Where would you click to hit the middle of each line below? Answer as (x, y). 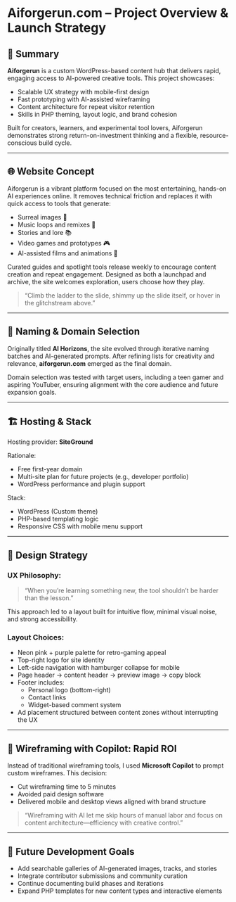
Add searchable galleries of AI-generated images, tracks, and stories (117, 869)
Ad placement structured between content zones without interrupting (118, 713)
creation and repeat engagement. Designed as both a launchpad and (107, 274)
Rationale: (22, 456)
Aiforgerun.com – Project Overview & (118, 13)
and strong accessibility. (42, 619)
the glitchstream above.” (60, 303)
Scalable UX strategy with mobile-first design (83, 92)
